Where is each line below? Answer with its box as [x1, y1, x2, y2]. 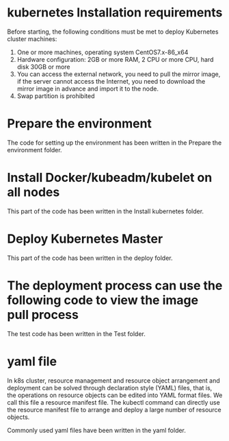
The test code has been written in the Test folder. [7, 329, 146, 337]
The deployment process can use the [7, 278, 223, 293]
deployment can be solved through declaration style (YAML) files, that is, [7, 383, 213, 392]
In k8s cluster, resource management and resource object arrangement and [7, 376, 220, 385]
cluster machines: [7, 34, 57, 43]
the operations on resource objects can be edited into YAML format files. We [7, 391, 223, 399]
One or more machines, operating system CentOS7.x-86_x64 [16, 48, 189, 56]
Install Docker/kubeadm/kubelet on [7, 170, 213, 186]
